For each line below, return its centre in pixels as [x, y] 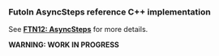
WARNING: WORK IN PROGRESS [64, 45]
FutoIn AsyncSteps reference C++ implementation [109, 12]
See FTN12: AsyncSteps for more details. [78, 30]
